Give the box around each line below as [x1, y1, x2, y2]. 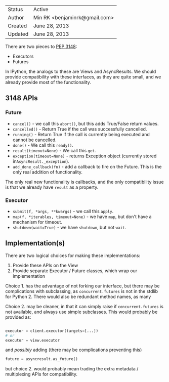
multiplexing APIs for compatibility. [5, 371, 77, 377]
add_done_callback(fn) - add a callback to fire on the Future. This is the [12, 163, 162, 169]
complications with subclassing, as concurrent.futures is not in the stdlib [5, 288, 158, 294]
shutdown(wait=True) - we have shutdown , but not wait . [12, 224, 126, 230]
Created [8, 22, 27, 29]
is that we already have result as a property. [5, 184, 99, 190]
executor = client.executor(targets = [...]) [5, 328, 99, 333]
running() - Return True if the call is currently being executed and [12, 131, 150, 137]
